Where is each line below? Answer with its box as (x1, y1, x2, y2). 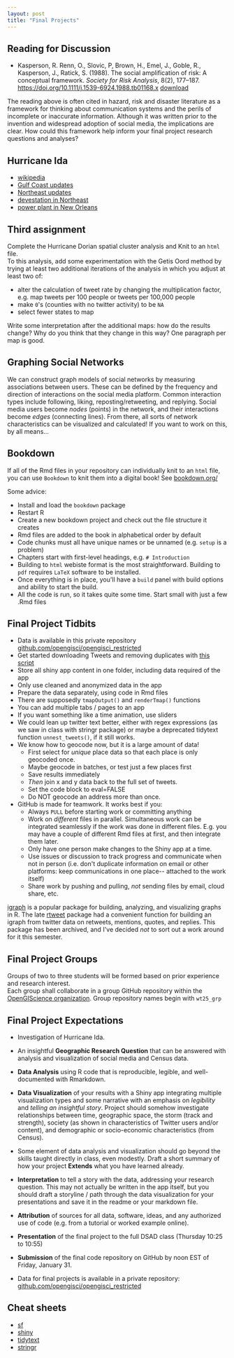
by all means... (7, 427, 49, 435)
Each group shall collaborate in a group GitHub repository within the (7, 987, 203, 995)
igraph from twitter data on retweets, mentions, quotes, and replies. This (7, 918, 216, 926)
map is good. (7, 336, 45, 344)
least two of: (7, 271, 43, 280)
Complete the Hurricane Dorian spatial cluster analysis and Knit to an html (7, 242, 220, 250)
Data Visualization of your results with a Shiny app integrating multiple (17, 1089, 222, 1097)
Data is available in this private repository (17, 636, 136, 645)
